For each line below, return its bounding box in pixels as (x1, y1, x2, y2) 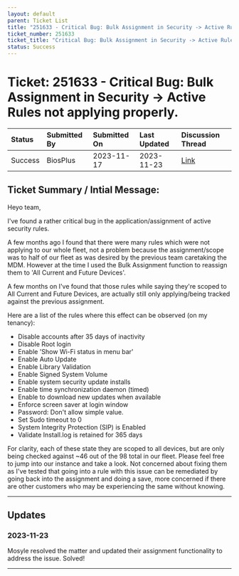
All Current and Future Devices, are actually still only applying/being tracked (7, 289, 230, 298)
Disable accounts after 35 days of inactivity (17, 332, 145, 341)
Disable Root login (17, 339, 71, 348)
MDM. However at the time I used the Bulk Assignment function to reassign (7, 260, 228, 269)
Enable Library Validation (17, 362, 91, 370)
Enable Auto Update (17, 355, 77, 363)
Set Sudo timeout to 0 (17, 415, 82, 424)
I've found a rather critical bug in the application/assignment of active (7, 216, 211, 225)
